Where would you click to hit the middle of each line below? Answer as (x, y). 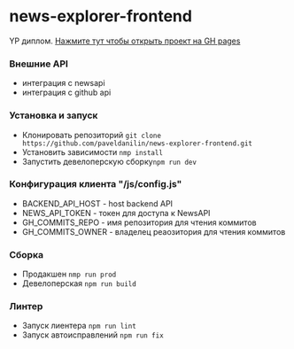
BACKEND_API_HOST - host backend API (97, 203)
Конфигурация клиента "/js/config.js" (96, 184)
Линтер (26, 306)
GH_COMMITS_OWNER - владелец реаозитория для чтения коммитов (154, 231)
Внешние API (39, 64)
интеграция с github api (66, 93)
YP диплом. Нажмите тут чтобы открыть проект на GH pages (125, 41)
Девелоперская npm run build (79, 283)
